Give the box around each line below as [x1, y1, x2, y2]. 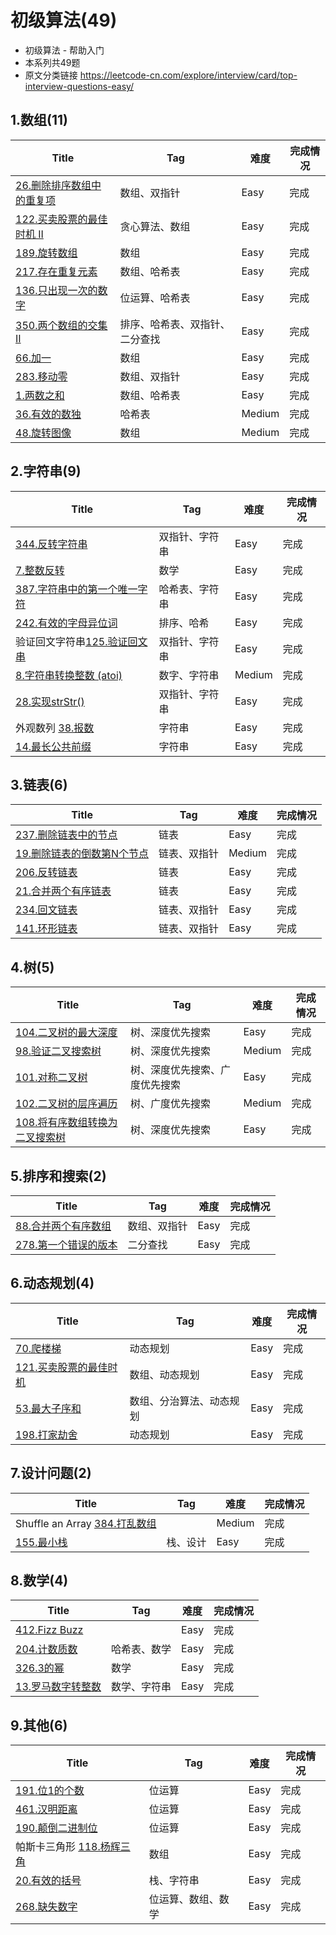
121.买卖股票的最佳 [15, 1360, 108, 1374]
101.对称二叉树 [15, 1071, 88, 1085]
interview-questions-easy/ [24, 80, 135, 92]
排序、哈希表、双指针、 [119, 317, 231, 331]
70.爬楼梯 [15, 1341, 62, 1355]
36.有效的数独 [15, 407, 82, 421]
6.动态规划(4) [10, 1275, 95, 1292]
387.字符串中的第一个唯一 [15, 582, 138, 596]
